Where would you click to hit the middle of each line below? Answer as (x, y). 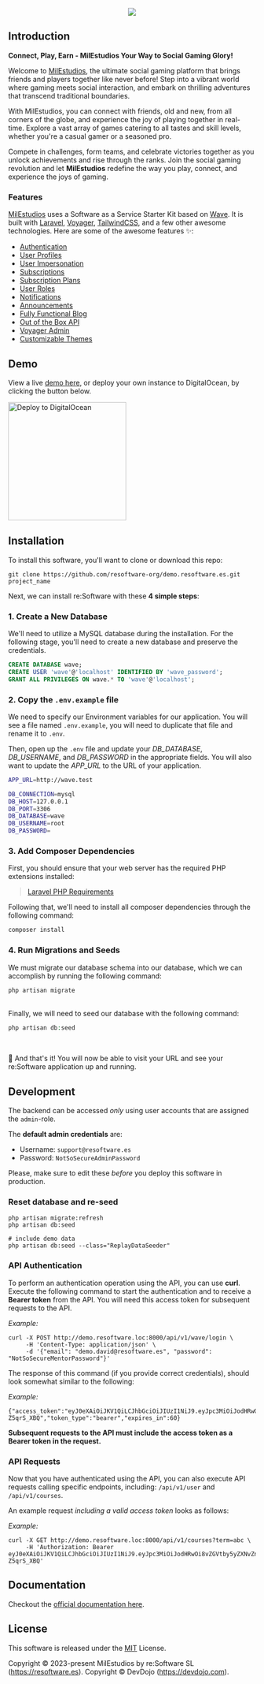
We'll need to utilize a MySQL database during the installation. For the (121, 634)
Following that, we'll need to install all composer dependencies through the (130, 907)
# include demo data (42, 1239)
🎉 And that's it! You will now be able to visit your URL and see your (116, 1058)
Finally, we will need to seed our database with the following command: (124, 1014)
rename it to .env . (37, 733)
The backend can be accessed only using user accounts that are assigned (128, 1111)
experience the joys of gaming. (58, 177)
